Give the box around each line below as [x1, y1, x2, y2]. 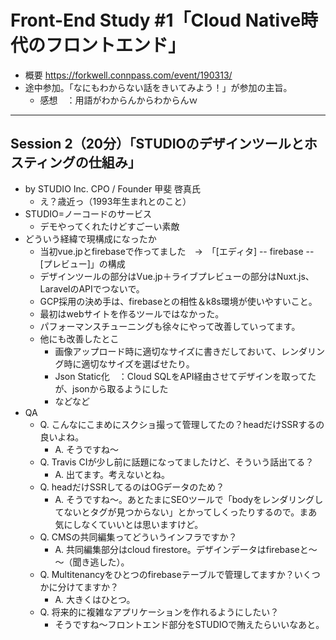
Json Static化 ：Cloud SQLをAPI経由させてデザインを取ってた [54, 370, 317, 382]
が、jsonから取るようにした [54, 382, 169, 395]
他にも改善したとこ [39, 332, 120, 345]
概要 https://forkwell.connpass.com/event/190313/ [24, 69, 233, 81]
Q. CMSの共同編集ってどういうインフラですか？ [39, 531, 238, 543]
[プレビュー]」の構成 [39, 257, 126, 270]
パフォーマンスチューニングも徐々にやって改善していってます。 [39, 320, 301, 332]
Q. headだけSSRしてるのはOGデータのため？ [39, 481, 225, 493]
